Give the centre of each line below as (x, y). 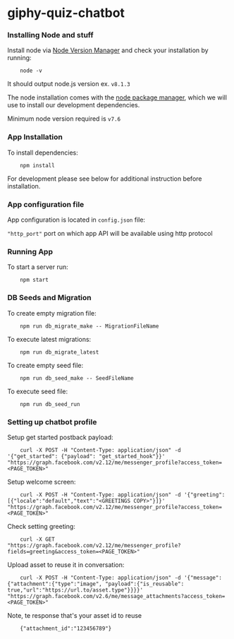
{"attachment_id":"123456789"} (66, 628)
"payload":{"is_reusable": (144, 584)
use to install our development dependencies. (74, 105)
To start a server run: (38, 267)
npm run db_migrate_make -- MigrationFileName (90, 326)
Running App (30, 252)
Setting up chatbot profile (52, 422)
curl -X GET (37, 539)
